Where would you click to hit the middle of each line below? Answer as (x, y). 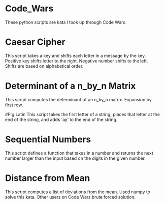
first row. (14, 105)
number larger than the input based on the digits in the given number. (76, 158)
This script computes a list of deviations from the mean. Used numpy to (78, 192)
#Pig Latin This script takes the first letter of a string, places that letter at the (82, 114)
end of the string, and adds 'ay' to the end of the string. (61, 119)
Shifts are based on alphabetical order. (44, 66)
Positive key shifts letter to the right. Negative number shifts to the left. (77, 61)
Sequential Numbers (48, 139)
